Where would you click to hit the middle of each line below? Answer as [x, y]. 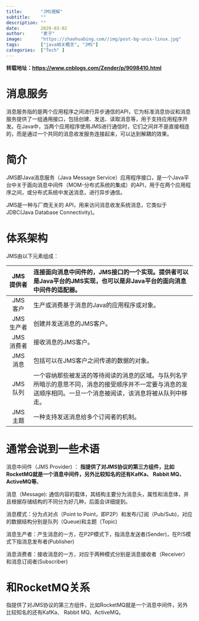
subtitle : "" [26, 17]
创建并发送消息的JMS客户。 [72, 324]
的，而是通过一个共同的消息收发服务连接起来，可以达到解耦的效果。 [89, 133]
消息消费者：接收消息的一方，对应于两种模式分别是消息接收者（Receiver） [97, 554]
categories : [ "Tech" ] [36, 50]
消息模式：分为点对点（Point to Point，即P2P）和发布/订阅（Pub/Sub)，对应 [99, 514]
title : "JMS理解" [35, 12]
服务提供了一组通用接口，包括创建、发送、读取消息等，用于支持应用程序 [94, 119]
